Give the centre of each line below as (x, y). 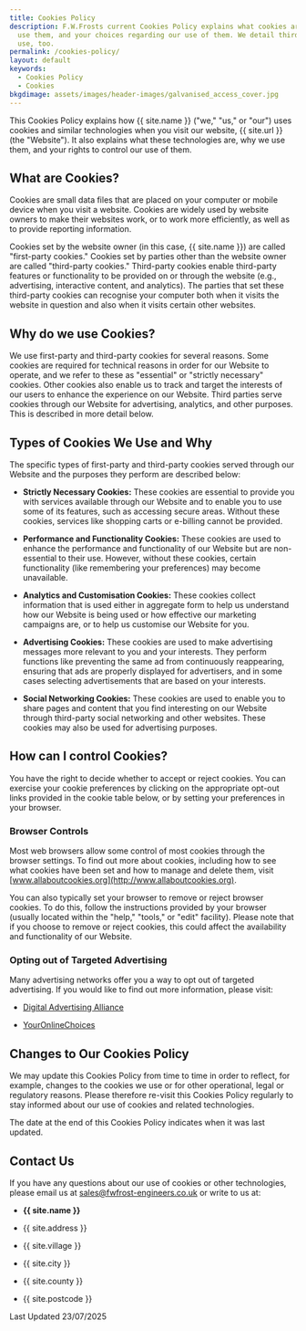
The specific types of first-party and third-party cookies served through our (152, 464)
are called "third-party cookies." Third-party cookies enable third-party (143, 267)
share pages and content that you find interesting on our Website (144, 707)
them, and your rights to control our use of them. (101, 149)
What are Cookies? (65, 178)
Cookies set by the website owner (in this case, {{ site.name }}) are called (148, 246)
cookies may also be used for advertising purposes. (120, 728)
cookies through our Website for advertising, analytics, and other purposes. (151, 404)
